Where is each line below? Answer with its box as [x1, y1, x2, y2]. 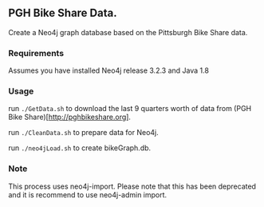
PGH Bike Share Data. [8, 6, 117, 20]
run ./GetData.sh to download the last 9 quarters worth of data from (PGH [8, 104, 252, 113]
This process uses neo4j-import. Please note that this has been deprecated [8, 181, 257, 191]
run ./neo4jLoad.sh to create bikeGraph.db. [8, 143, 152, 153]
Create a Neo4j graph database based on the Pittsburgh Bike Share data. [8, 27, 248, 37]
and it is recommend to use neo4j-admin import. [8, 189, 167, 199]
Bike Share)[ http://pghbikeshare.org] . [8, 112, 132, 122]
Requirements [8, 47, 65, 58]
